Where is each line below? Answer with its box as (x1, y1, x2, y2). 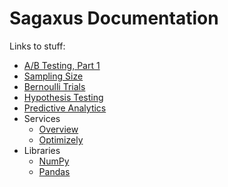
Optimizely (38, 133, 84, 146)
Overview (38, 123, 79, 135)
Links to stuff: (9, 40, 66, 52)
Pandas (38, 165, 71, 177)
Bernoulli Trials (23, 80, 86, 92)
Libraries (23, 144, 61, 156)
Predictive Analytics (23, 102, 107, 114)
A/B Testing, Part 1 (23, 59, 101, 71)
